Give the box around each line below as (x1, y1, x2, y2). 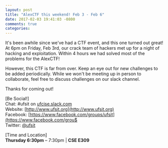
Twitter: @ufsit (5, 122, 36, 128)
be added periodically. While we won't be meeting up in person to (5, 71, 142, 77)
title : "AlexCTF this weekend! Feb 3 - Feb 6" (5, 12, 105, 17)
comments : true (5, 21, 37, 27)
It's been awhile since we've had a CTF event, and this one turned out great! (5, 40, 163, 46)
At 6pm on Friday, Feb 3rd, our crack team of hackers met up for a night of (5, 45, 160, 51)
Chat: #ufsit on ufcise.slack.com (5, 101, 72, 107)
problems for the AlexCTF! (5, 56, 60, 62)
